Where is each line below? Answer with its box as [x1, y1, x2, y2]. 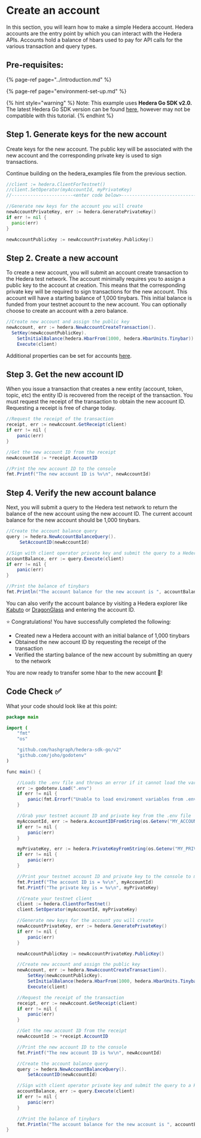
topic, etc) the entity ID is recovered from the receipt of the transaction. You [6, 391, 193, 399]
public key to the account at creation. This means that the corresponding [6, 281, 186, 289]
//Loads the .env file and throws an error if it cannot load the [17, 780, 186, 786]
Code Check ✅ [6, 687, 62, 697]
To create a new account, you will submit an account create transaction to [6, 269, 188, 276]
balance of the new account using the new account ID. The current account [6, 510, 193, 517]
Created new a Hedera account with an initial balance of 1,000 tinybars [14, 631, 190, 639]
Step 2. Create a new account [6, 253, 118, 263]
